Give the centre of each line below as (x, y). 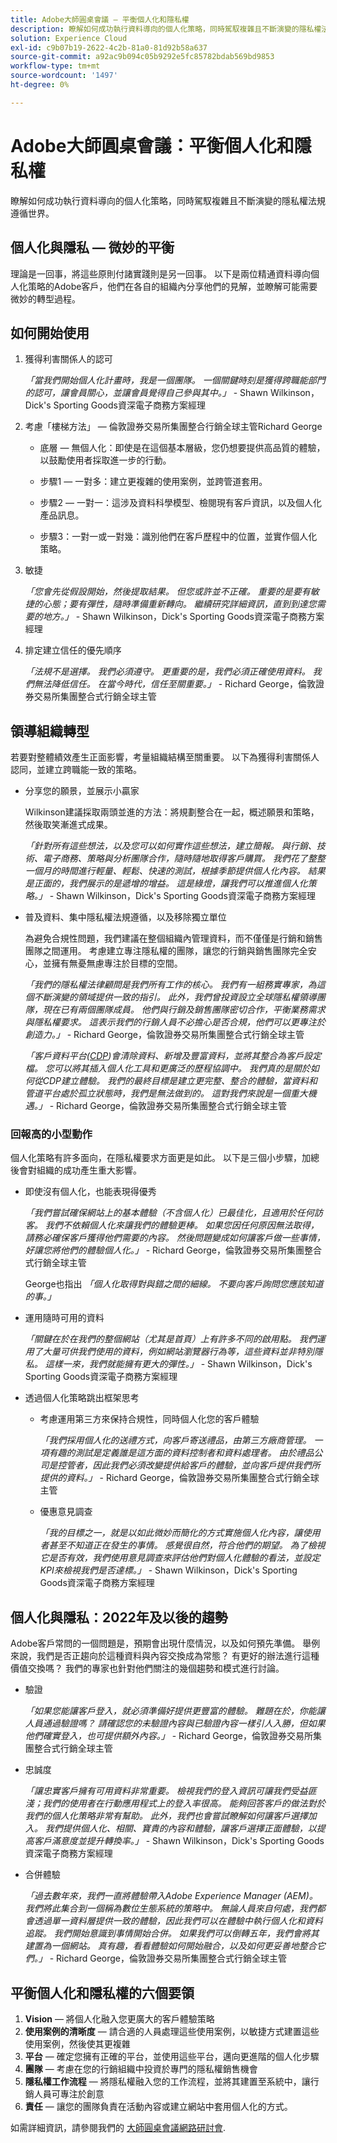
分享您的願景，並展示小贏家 (82, 791)
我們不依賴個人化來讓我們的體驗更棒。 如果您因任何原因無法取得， (182, 1225)
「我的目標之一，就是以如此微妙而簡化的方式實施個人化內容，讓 (171, 1533)
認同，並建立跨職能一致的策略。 (76, 770)
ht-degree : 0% (40, 85)
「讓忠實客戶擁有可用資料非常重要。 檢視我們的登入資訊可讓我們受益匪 (170, 1791)
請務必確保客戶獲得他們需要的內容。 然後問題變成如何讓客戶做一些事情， (175, 1238)
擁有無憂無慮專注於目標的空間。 (117, 963)
